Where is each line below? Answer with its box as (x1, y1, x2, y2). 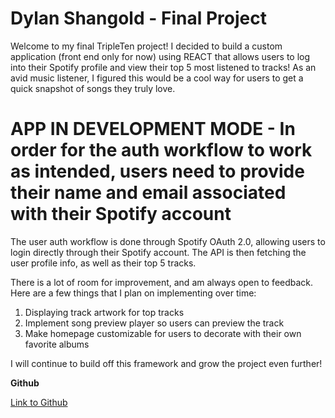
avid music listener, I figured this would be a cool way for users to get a (10, 72, 304, 84)
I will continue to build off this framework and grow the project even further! (10, 357, 323, 369)
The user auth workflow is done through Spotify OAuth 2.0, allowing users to (10, 235, 326, 247)
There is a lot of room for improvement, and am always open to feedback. (10, 276, 314, 288)
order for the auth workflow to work (10, 139, 313, 162)
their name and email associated (10, 182, 287, 204)
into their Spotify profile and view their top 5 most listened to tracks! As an (10, 61, 317, 73)
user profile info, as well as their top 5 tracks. (10, 257, 197, 269)
